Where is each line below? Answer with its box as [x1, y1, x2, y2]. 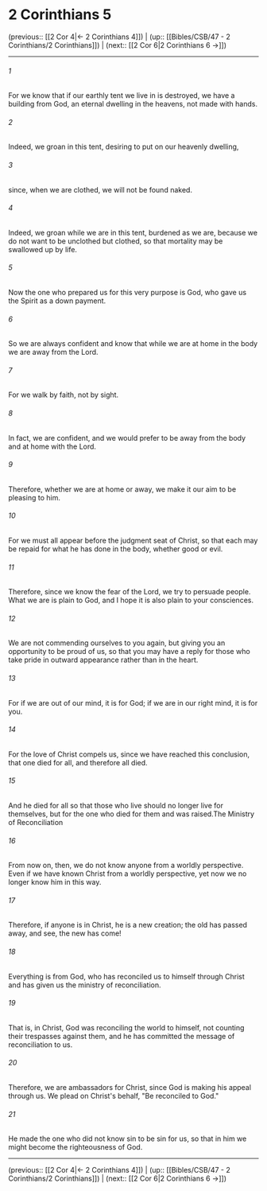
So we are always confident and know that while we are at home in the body [8, 339, 258, 348]
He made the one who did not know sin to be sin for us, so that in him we [8, 1134, 247, 1143]
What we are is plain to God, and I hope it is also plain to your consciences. [8, 595, 254, 605]
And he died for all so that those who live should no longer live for [8, 800, 224, 810]
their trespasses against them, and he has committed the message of [8, 1031, 235, 1041]
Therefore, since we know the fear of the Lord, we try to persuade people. [8, 587, 251, 597]
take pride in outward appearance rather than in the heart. [8, 655, 199, 665]
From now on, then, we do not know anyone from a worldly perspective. [8, 861, 244, 870]
